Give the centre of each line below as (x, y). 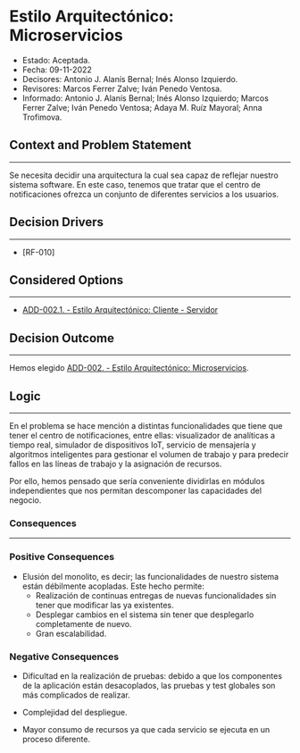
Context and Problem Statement (100, 145)
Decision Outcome (62, 338)
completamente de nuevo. (83, 623)
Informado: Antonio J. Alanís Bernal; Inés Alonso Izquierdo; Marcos (146, 98)
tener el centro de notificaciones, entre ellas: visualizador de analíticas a (142, 435)
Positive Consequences (62, 557)
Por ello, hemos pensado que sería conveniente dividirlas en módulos (137, 481)
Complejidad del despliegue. (75, 712)
